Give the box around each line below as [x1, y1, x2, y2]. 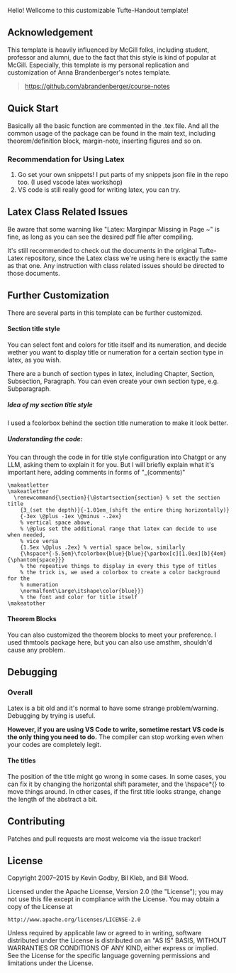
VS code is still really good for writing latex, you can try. [17, 185, 181, 194]
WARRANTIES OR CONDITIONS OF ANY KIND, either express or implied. [7, 944, 218, 952]
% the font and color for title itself [20, 593, 138, 601]
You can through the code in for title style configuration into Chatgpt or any [7, 453, 227, 461]
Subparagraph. [7, 384, 52, 393]
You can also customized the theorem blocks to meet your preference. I [7, 630, 217, 639]
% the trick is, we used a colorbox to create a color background [20, 569, 220, 576]
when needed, [7, 531, 46, 539]
